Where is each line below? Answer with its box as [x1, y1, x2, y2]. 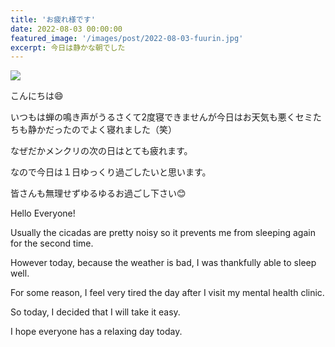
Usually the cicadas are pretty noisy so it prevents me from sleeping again [10, 227, 316, 239]
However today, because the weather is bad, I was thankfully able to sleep [10, 257, 317, 269]
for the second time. [10, 237, 94, 250]
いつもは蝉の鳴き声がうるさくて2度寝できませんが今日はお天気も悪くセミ [10, 111, 313, 123]
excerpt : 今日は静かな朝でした [10, 42, 126, 53]
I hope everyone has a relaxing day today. [10, 326, 183, 338]
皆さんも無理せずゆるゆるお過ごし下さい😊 [10, 187, 187, 200]
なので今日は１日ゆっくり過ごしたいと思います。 [10, 166, 212, 178]
